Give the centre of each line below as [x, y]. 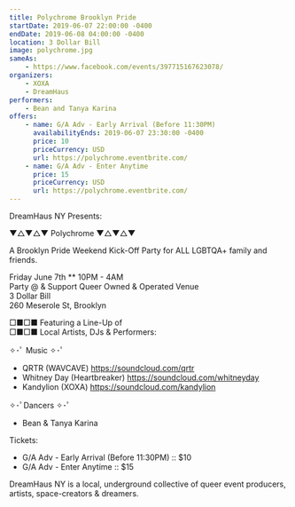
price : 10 [50, 141]
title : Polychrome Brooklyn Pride [73, 17]
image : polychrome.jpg [51, 51]
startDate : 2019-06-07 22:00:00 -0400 [81, 26]
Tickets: [23, 440]
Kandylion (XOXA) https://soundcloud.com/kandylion [119, 387]
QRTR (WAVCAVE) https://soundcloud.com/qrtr [108, 368]
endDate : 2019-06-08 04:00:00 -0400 [77, 34]
